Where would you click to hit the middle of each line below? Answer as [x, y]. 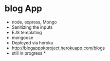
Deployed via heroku [32, 42]
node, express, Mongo [34, 22]
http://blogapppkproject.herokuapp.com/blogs [58, 48]
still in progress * [28, 53]
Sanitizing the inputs [32, 27]
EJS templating [27, 32]
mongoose [22, 38]
